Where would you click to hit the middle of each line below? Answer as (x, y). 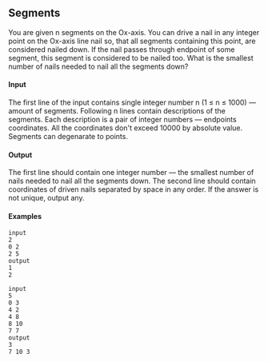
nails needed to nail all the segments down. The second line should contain (132, 181)
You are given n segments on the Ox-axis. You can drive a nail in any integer (134, 32)
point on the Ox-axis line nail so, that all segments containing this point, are (132, 41)
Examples (25, 216)
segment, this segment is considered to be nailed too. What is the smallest (131, 58)
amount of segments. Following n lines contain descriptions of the (117, 111)
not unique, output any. (46, 198)
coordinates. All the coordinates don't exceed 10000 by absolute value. (126, 128)
